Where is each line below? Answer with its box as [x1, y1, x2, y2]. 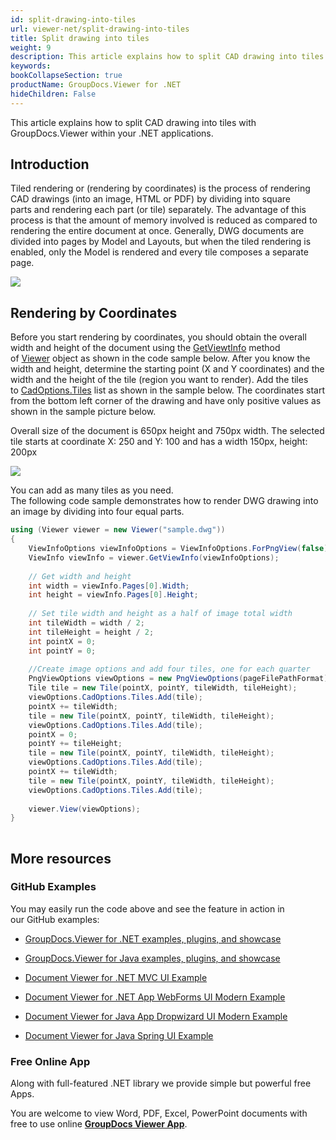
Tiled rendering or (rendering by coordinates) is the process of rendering [10, 182, 311, 195]
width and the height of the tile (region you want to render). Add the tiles [10, 374, 309, 386]
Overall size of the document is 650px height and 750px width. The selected [10, 425, 325, 437]
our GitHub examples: [10, 913, 100, 925]
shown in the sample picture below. [10, 406, 157, 418]
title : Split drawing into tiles [10, 33, 150, 43]
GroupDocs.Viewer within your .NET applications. [10, 127, 214, 139]
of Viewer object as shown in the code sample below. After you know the [10, 352, 311, 365]
